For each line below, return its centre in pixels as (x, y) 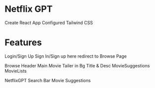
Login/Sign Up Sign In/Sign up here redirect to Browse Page (66, 56)
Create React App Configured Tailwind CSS (49, 23)
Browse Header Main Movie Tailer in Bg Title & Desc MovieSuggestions (77, 65)
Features (23, 43)
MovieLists (16, 71)
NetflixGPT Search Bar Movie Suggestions (48, 80)
